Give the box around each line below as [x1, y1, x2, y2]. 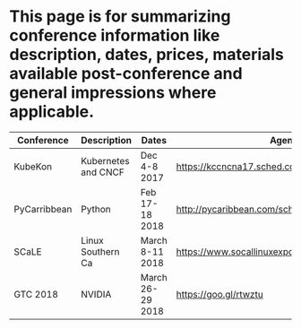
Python [80, 203, 111, 215]
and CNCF [80, 166, 125, 178]
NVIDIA [80, 288, 112, 300]
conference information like [9, 25, 220, 46]
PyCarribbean [13, 203, 73, 215]
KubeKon [13, 160, 52, 172]
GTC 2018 [13, 288, 58, 300]
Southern [80, 245, 120, 257]
